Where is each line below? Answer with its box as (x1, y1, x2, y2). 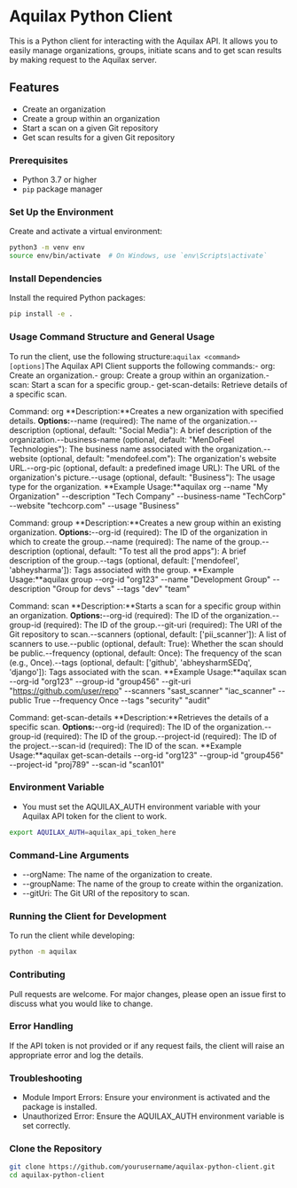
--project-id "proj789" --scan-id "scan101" (9, 759, 165, 769)
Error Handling (9, 1020, 74, 1033)
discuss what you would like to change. (9, 998, 153, 1009)
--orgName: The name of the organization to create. (21, 869, 213, 880)
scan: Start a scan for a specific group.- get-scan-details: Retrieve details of (9, 379, 288, 389)
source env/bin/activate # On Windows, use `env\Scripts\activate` (9, 251, 268, 261)
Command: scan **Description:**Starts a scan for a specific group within (9, 601, 281, 611)
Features (9, 80, 59, 95)
